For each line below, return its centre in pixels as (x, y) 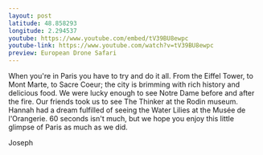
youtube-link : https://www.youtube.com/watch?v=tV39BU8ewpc (111, 46)
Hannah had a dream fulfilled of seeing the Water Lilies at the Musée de (127, 110)
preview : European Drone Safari (62, 53)
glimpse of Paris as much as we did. (68, 127)
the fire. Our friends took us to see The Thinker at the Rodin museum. (123, 102)
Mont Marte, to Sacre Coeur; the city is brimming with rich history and (124, 84)
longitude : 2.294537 (43, 31)
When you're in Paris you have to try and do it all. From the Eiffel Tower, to (131, 76)
